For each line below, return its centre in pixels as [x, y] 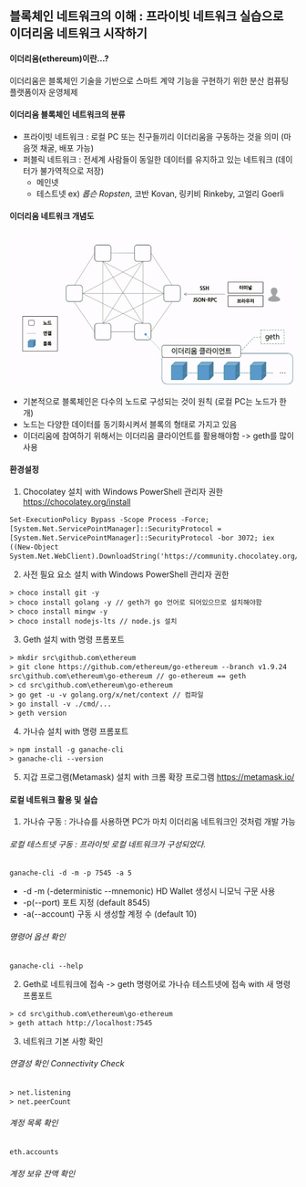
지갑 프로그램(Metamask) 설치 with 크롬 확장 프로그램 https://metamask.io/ [158, 777]
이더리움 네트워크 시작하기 [78, 33]
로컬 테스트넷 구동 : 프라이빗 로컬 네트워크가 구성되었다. [108, 844]
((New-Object [34, 547]
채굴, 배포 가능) [66, 148]
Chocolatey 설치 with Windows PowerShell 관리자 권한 [122, 491]
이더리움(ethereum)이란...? [59, 58]
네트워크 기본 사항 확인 [63, 1041]
